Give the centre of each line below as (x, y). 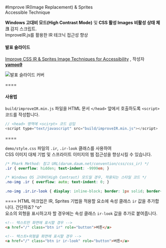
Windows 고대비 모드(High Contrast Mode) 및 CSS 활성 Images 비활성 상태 (80, 22)
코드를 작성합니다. (22, 115)
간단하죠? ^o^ (29, 207)
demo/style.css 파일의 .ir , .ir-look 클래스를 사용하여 (59, 148)
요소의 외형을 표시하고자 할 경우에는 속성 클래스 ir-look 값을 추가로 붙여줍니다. (81, 213)
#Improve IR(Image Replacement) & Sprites (49, 7)
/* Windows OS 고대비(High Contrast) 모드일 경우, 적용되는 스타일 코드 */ (76, 177)
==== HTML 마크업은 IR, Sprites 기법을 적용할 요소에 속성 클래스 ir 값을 (76, 201)
